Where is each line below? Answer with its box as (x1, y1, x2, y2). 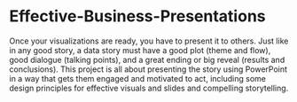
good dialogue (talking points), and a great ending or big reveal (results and (9, 54, 285, 65)
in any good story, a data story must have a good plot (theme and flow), (9, 44, 271, 55)
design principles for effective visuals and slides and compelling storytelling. (9, 82, 289, 93)
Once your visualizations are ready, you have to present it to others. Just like (9, 35, 289, 46)
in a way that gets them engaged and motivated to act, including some (9, 73, 266, 83)
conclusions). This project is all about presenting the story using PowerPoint (9, 64, 288, 75)
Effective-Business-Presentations (9, 6, 266, 27)
